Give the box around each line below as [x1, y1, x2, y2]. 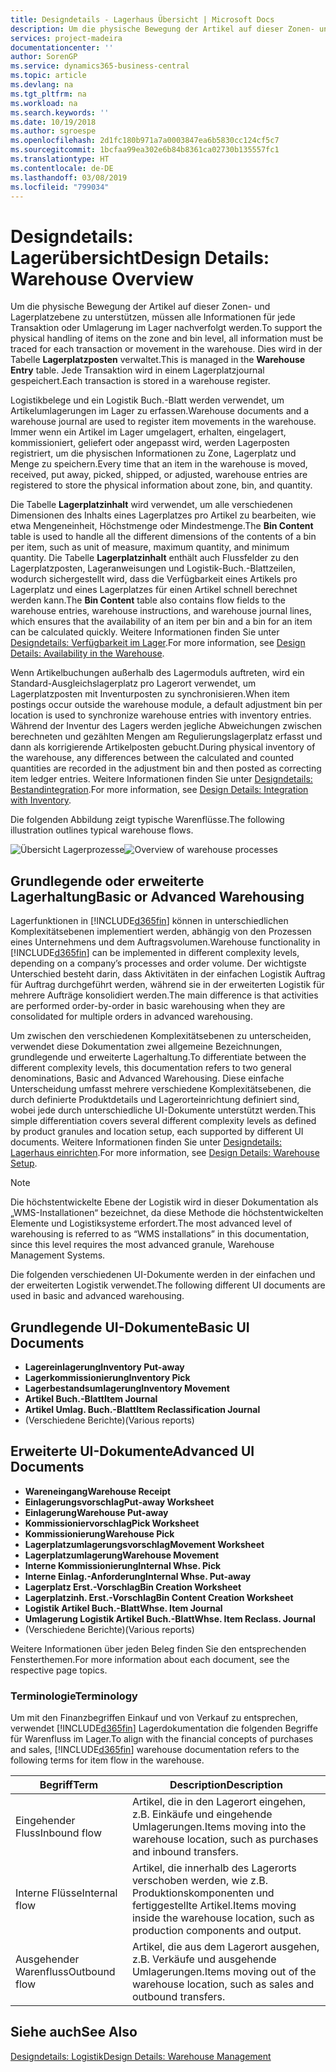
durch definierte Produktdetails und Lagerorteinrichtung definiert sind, [10, 1094, 300, 1106]
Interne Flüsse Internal [15, 1886, 118, 1900]
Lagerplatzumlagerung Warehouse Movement [24, 1549, 220, 1561]
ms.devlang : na [10, 80, 74, 90]
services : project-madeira [10, 33, 123, 43]
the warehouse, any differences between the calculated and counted [10, 752, 295, 764]
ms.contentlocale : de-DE [10, 163, 114, 173]
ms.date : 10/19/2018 [10, 117, 97, 127]
